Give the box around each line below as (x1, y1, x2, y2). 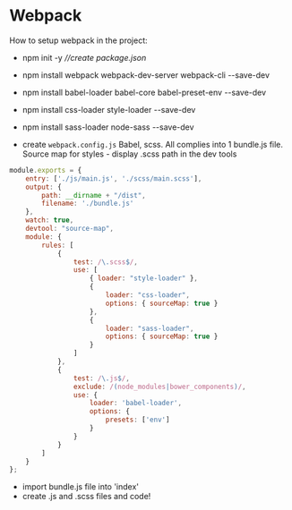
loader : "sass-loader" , (105, 324, 194, 333)
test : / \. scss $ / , (73, 257, 139, 267)
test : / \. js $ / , (73, 373, 130, 383)
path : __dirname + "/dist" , (41, 191, 146, 200)
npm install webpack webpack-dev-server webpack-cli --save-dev (21, 69, 271, 81)
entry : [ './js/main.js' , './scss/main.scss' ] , (25, 174, 202, 183)
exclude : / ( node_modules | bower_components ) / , (73, 382, 246, 391)
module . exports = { (9, 166, 82, 174)
